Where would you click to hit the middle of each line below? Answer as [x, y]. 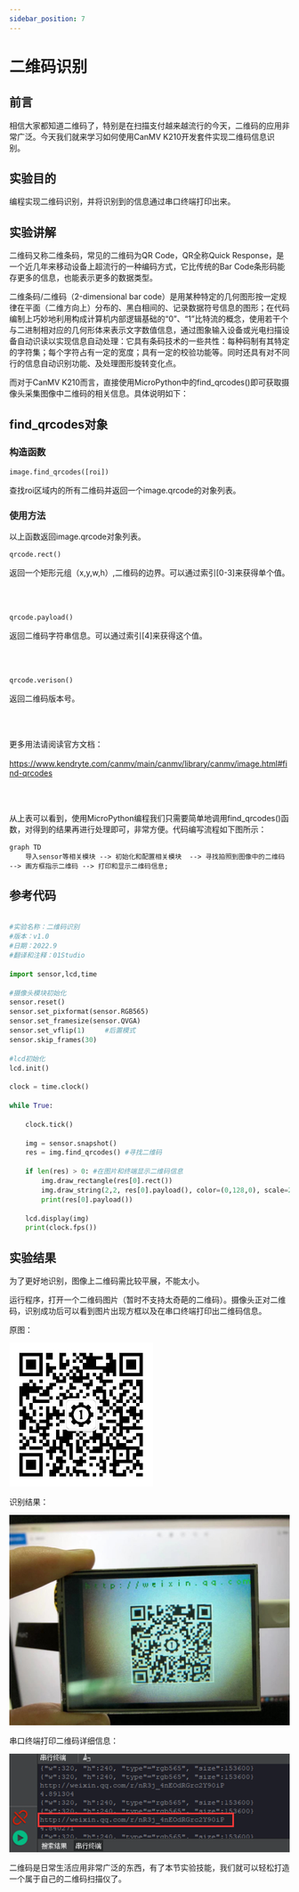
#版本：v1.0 [29, 937]
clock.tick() [49, 1124]
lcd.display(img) [57, 1219]
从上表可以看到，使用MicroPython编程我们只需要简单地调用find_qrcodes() [145, 818]
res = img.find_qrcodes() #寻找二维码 [94, 1153]
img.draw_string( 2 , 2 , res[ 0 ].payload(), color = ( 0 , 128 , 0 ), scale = [165, 1190]
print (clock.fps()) [61, 1228]
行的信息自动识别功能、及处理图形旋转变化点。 [95, 363]
